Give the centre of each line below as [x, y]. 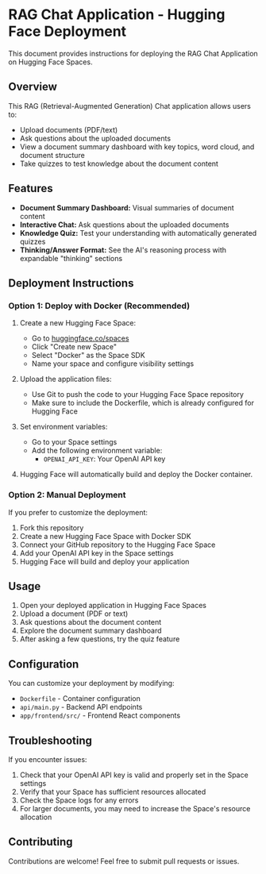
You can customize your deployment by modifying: [91, 683]
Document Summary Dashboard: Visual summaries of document [127, 207]
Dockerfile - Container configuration [80, 699]
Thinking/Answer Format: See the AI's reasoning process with [123, 250]
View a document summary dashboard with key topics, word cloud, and [137, 146]
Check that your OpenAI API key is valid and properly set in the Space [134, 775]
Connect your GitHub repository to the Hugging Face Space [118, 545]
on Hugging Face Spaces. [50, 62]
